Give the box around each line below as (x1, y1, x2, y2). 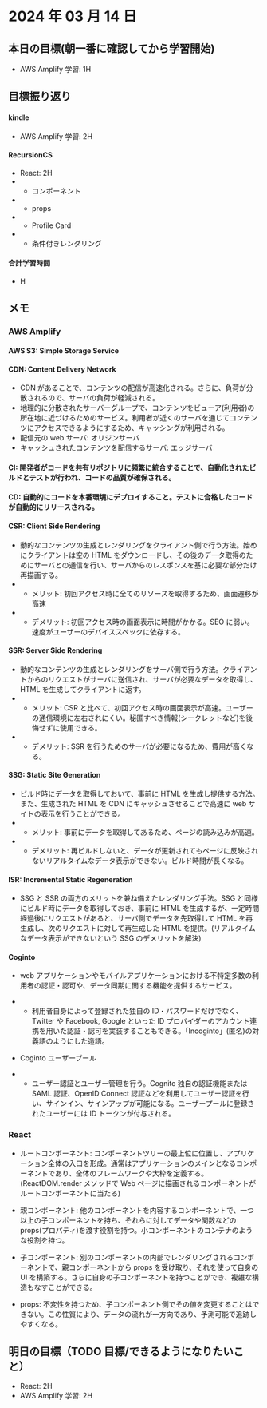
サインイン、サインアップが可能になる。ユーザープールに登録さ (45, 1099, 255, 1108)
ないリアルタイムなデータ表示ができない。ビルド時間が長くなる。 (31, 856, 249, 865)
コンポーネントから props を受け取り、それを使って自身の (69, 1262, 259, 1271)
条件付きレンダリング (31, 238, 102, 248)
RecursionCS (8, 150, 53, 160)
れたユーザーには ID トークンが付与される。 (31, 1108, 176, 1119)
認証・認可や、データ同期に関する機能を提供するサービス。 (41, 980, 237, 991)
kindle (8, 113, 29, 122)
